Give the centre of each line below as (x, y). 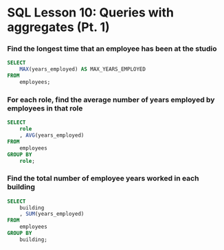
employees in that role (45, 108)
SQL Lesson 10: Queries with (90, 13)
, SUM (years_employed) (52, 214)
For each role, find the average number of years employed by (111, 100)
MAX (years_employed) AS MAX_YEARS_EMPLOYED (83, 69)
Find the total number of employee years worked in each (103, 179)
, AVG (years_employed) (52, 135)
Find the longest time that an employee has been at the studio (112, 49)
